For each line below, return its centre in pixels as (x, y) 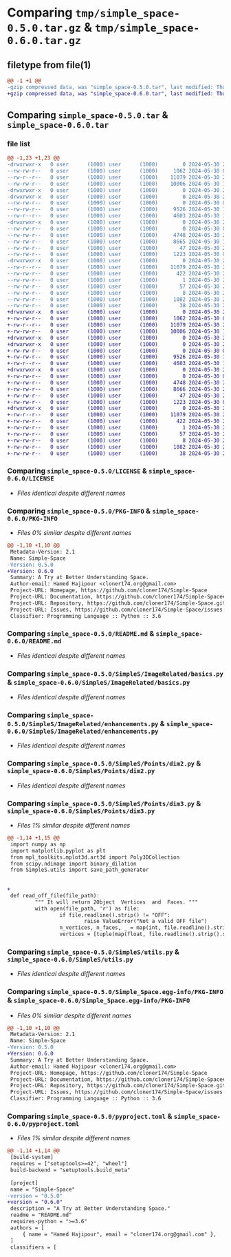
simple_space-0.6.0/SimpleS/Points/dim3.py (81, 811)
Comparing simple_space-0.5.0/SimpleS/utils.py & (93, 952)
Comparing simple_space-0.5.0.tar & (88, 115)
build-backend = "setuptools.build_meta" (70, 1170)
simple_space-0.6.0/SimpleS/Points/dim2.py (81, 771)
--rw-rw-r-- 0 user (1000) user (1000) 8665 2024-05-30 (113, 242)
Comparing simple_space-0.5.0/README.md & (81, 634)
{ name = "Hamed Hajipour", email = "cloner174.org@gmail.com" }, (119, 1234)
